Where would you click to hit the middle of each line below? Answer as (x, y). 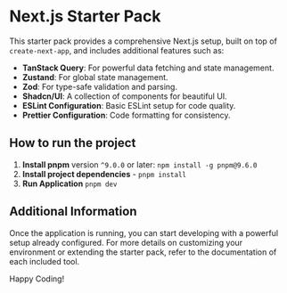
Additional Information (73, 212)
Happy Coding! (37, 279)
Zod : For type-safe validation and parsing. (100, 86)
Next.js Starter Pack (85, 16)
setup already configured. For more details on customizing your (126, 242)
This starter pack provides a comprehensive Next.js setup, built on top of (143, 41)
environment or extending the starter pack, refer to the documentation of (143, 252)
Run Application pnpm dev (70, 183)
